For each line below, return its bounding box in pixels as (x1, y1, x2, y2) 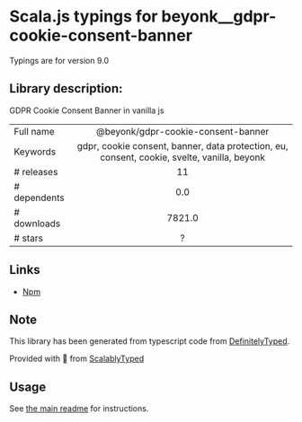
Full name (13, 125, 56, 137)
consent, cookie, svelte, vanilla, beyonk (100, 151, 265, 163)
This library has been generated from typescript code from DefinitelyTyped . (9, 336, 290, 347)
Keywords (13, 145, 57, 158)
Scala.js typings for (9, 6, 158, 27)
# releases (13, 165, 58, 178)
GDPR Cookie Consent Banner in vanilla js (9, 105, 164, 116)
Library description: (9, 81, 123, 96)
